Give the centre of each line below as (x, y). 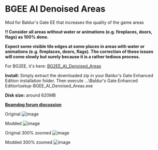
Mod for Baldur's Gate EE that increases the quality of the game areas (74, 22)
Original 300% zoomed (28, 133)
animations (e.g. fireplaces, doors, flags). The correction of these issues (79, 51)
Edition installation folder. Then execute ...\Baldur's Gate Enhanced (72, 81)
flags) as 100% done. (27, 37)
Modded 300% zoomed (29, 142)
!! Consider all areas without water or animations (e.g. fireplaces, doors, (79, 32)
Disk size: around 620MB (30, 95)
